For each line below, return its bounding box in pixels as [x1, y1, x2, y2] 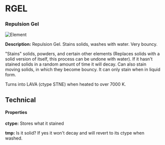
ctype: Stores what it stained [5, 120, 64, 126]
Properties [5, 109, 28, 115]
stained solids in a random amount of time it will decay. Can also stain [5, 61, 147, 67]
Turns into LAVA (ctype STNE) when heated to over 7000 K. [5, 81, 127, 87]
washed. [5, 135, 23, 141]
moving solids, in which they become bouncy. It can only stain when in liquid [5, 67, 161, 72]
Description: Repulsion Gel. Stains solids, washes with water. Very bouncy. [5, 41, 158, 47]
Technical [5, 96, 36, 104]
